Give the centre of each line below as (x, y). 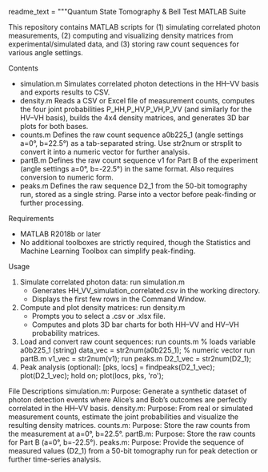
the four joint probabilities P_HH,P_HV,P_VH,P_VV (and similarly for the (136, 109)
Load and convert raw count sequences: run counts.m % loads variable (138, 341)
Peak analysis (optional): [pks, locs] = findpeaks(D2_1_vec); (117, 367)
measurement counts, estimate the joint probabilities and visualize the (124, 417)
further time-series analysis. (55, 459)
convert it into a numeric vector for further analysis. (105, 152)
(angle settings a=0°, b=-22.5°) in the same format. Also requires (127, 169)
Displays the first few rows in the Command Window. (119, 299)
